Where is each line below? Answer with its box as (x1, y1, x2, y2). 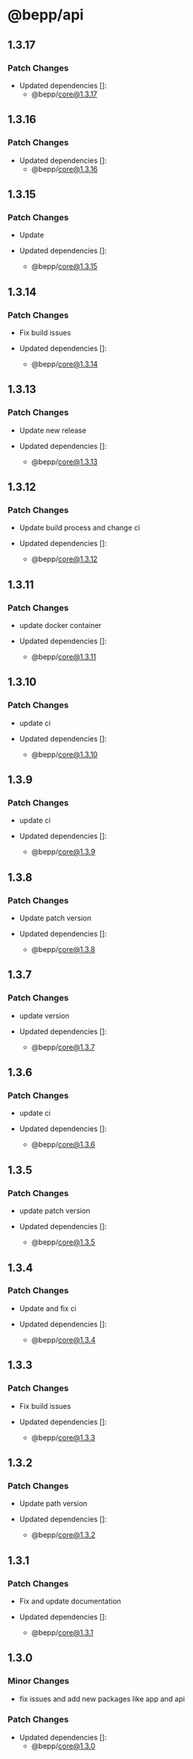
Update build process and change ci (19, 523, 141, 532)
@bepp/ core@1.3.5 (31, 1237, 95, 1247)
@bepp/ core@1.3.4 (31, 1334, 96, 1344)
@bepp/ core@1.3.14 (31, 359, 99, 369)
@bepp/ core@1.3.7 (31, 1042, 95, 1052)
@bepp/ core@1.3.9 (31, 847, 96, 856)
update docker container (19, 621, 102, 630)
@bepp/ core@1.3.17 (31, 89, 98, 99)
